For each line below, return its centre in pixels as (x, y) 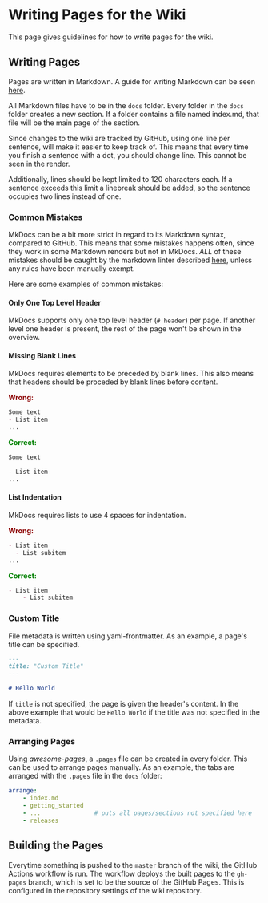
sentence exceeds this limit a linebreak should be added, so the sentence (129, 188)
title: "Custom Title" (46, 666)
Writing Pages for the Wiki (97, 15)
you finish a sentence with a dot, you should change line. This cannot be (128, 155)
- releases (41, 820)
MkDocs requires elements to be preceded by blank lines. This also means (131, 374)
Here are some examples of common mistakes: (86, 284)
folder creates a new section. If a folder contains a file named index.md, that (134, 114)
